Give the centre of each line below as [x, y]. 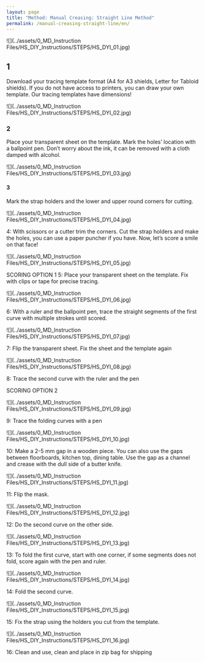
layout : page [23, 12]
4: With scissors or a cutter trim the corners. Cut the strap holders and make [102, 231]
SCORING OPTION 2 [32, 390]
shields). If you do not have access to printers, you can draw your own [95, 88]
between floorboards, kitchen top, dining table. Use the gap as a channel [98, 457]
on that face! [22, 244]
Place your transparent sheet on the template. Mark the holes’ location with [101, 142]
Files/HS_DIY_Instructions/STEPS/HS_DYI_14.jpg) [68, 579]
